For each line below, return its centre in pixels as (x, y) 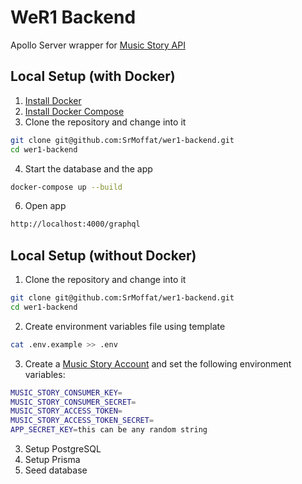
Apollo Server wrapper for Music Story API (98, 45)
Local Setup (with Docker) (93, 76)
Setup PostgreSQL (63, 449)
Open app (45, 206)
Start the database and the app (88, 168)
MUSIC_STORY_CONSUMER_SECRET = (73, 402)
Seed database (56, 470)
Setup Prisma (52, 460)
